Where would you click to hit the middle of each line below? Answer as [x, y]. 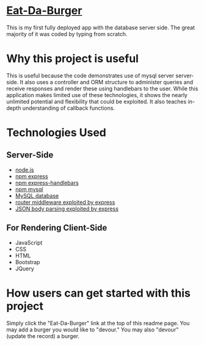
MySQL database [37, 195]
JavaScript [29, 242]
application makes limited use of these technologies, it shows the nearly [97, 95]
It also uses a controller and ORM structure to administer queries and [107, 82]
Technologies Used [56, 133]
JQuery [25, 269]
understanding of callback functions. [68, 108]
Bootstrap [27, 262]
